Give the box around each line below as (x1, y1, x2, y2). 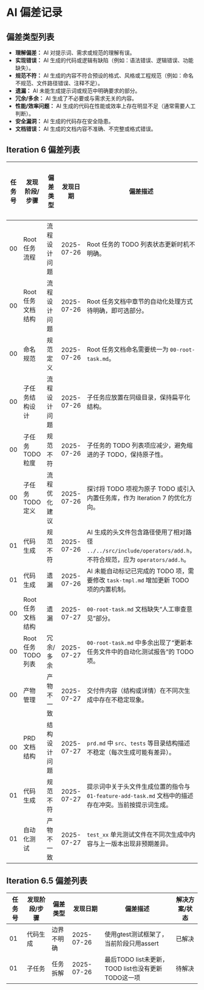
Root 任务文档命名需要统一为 (87, 345, 169, 353)
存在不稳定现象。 (99, 695, 148, 704)
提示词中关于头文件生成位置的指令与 (87, 782, 191, 791)
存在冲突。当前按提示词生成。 (87, 801, 172, 809)
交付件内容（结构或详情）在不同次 (87, 686, 185, 695)
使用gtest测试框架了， (104, 930, 168, 938)
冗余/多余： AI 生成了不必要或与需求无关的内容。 (15, 95, 138, 102)
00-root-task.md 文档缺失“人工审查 (87, 604, 187, 613)
